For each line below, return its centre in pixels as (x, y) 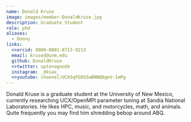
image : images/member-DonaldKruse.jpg (54, 17)
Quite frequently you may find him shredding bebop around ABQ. (85, 113)
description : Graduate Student (45, 22)
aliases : (17, 34)
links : (14, 45)
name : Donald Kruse (30, 11)
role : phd (18, 28)
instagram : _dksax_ (36, 72)
